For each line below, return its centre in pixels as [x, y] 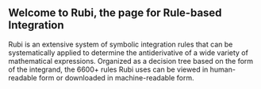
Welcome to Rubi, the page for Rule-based [115, 13]
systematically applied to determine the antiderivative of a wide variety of [128, 52]
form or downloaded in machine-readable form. [116, 77]
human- [223, 69]
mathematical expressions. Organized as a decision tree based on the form [131, 61]
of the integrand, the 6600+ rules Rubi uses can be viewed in [108, 69]
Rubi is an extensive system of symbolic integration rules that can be [121, 44]
